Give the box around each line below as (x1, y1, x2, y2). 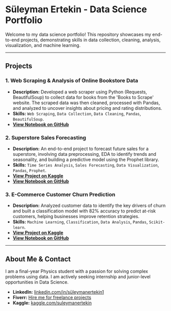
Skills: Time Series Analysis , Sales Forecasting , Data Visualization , (12, 162, 159, 168)
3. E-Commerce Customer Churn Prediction (5, 190, 116, 198)
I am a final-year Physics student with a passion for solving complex (5, 268, 149, 274)
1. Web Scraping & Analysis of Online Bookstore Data (5, 77, 138, 84)
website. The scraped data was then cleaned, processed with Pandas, (12, 100, 160, 106)
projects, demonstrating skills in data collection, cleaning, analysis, (20, 37, 161, 43)
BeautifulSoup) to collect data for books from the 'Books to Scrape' (12, 94, 154, 100)
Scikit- (149, 220, 165, 225)
